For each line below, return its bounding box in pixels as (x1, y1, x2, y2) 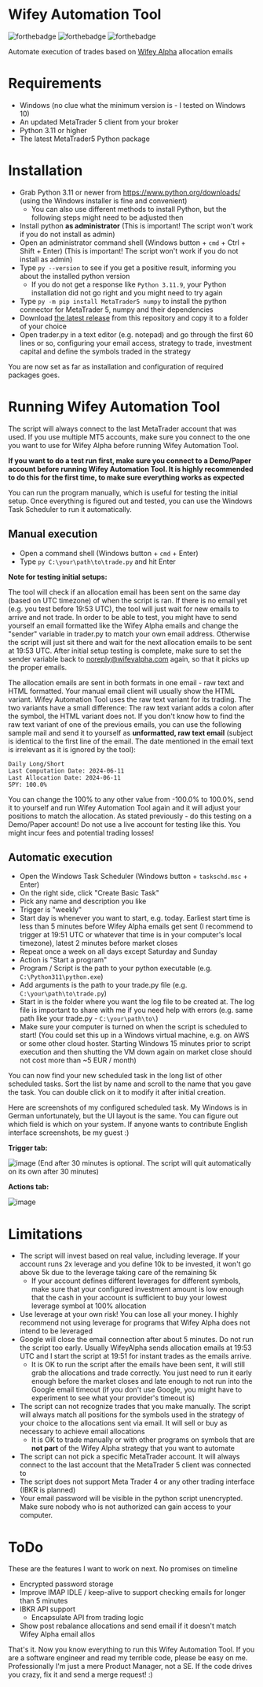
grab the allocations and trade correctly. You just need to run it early (31, 1368, 253, 1377)
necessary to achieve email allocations (19, 1427, 145, 1437)
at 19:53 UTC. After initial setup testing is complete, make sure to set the (8, 646, 242, 655)
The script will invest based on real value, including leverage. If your (19, 1251, 240, 1261)
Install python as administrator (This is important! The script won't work (19, 221, 254, 230)
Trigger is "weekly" (19, 905, 82, 914)
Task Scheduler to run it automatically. (8, 504, 132, 514)
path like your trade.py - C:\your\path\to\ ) (19, 1014, 159, 1023)
